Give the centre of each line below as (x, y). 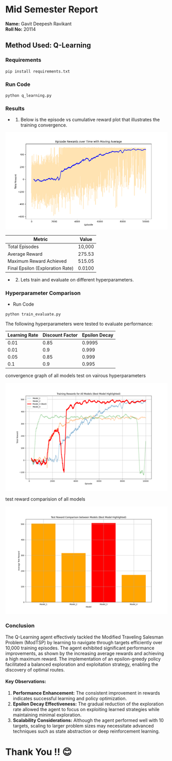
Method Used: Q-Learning (48, 46)
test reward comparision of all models (46, 499)
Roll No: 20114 (21, 29)
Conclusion (20, 626)
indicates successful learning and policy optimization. (70, 698)
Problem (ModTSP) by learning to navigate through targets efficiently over (84, 642)
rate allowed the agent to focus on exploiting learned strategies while (86, 709)
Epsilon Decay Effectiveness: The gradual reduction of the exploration (88, 704)
